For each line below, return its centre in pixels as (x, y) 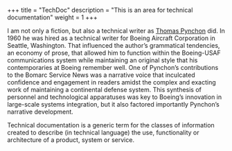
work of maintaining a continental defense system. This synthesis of (105, 90)
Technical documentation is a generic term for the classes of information (111, 125)
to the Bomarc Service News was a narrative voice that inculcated (101, 75)
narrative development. (41, 112)
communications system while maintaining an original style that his (102, 60)
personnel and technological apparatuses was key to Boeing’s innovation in (115, 97)
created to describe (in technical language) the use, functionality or (103, 132)
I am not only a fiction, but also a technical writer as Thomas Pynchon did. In (116, 31)
